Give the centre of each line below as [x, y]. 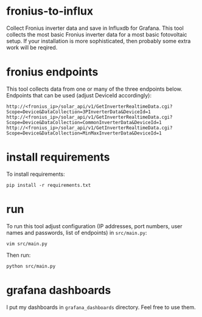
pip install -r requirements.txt [49, 185]
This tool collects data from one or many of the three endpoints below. [94, 89]
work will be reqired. [32, 47]
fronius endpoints [52, 72]
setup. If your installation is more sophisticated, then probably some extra [99, 41]
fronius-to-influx [50, 11]
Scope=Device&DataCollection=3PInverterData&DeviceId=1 [78, 112]
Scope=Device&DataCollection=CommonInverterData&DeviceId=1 [84, 122]
